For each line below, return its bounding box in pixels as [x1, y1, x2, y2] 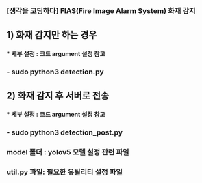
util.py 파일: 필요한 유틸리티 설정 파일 [6, 167, 123, 177]
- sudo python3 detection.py [6, 67, 104, 76]
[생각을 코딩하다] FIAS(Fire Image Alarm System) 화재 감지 [6, 5, 196, 15]
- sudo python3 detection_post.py [6, 128, 123, 137]
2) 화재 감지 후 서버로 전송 [6, 90, 110, 102]
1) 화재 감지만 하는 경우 [6, 29, 97, 41]
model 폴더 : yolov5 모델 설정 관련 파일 [6, 147, 129, 156]
